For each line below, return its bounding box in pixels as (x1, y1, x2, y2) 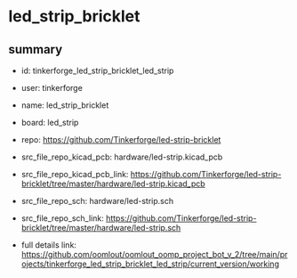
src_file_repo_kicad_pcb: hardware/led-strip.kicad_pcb (20, 151, 223, 162)
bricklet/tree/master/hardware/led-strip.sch (20, 223, 181, 233)
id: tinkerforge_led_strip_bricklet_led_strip (20, 65, 174, 76)
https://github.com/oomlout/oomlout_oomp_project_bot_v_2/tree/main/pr (20, 249, 288, 259)
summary (8, 42, 63, 57)
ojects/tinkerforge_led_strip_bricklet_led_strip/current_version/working (20, 258, 279, 269)
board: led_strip (20, 118, 79, 127)
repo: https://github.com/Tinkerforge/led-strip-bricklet (20, 135, 221, 144)
